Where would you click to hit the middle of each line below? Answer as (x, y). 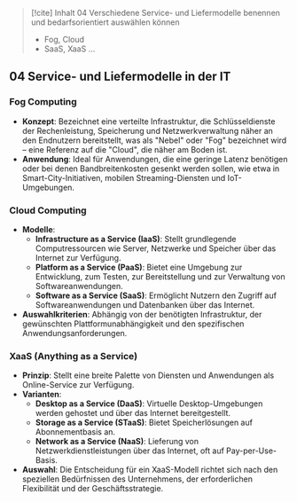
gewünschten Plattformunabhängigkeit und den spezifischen (133, 324)
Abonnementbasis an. (75, 432)
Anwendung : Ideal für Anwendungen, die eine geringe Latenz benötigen (155, 159)
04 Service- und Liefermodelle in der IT (120, 77)
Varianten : (42, 395)
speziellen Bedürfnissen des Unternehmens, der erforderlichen (137, 479)
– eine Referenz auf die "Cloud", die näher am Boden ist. (125, 149)
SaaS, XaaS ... (70, 49)
